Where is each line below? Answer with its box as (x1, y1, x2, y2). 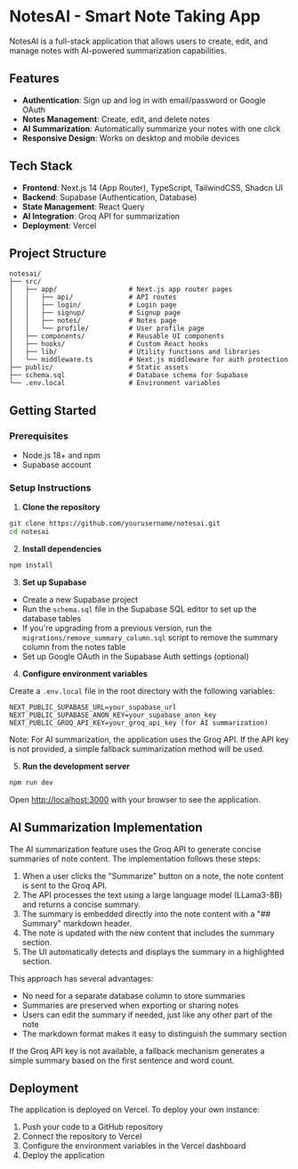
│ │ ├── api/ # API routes (9, 292, 177, 302)
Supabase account (21, 459, 92, 470)
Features (9, 71, 60, 86)
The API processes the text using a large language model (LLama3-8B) (21, 889, 283, 900)
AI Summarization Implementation (9, 820, 203, 836)
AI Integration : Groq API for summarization (21, 210, 181, 221)
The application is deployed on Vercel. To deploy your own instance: (9, 1104, 261, 1115)
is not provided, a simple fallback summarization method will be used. (9, 743, 265, 754)
